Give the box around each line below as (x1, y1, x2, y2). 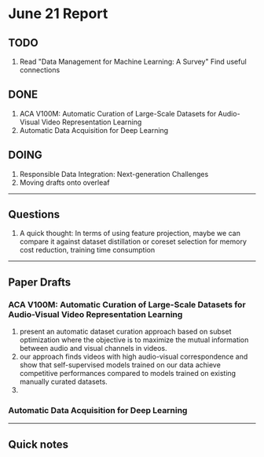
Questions (8, 208, 60, 221)
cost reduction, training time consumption (19, 245, 156, 255)
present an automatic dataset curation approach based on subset (19, 327, 232, 337)
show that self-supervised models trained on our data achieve (19, 360, 222, 370)
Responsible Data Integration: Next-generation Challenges (19, 169, 209, 179)
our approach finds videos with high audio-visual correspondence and (19, 352, 248, 362)
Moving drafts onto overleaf (19, 178, 110, 187)
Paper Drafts (8, 275, 71, 289)
